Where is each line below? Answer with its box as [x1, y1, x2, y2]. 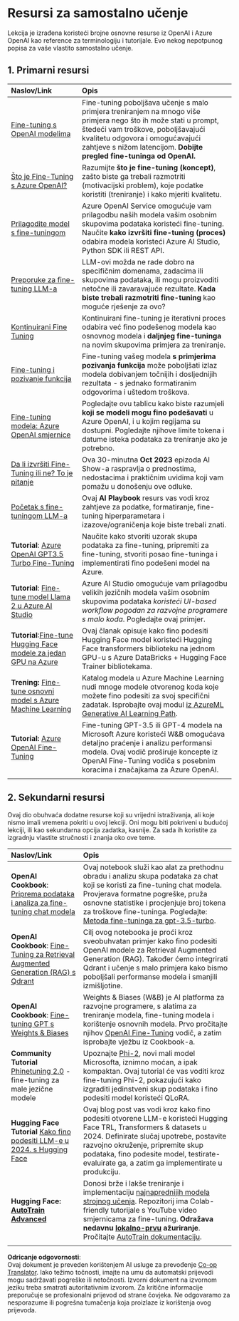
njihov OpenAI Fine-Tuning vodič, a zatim [83, 1027, 222, 1037]
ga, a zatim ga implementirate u [117, 1158, 223, 1168]
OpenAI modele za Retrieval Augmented [83, 945, 217, 955]
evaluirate [83, 1158, 116, 1168]
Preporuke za [11, 274, 56, 284]
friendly [83, 1205, 109, 1215]
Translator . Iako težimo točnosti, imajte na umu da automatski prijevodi [7, 1268, 213, 1276]
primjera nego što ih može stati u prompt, [81, 115, 219, 125]
